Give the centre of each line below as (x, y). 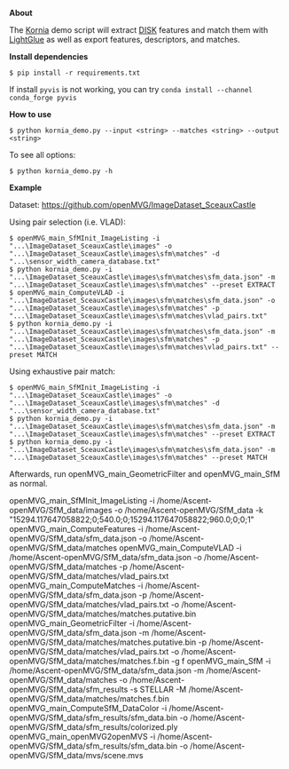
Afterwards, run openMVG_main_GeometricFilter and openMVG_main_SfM (145, 474)
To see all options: (43, 155)
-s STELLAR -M (158, 689)
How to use (30, 114)
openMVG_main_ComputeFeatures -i (76, 529)
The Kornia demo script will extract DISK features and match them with (139, 30)
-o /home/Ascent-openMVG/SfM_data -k (189, 510)
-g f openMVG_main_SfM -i (221, 661)
